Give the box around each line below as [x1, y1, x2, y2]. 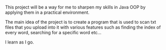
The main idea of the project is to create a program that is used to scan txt [5, 19, 157, 25]
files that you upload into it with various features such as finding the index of [5, 24, 161, 30]
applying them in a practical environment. [5, 9, 90, 15]
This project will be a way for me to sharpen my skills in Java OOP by [5, 4, 146, 10]
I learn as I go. [5, 39, 34, 45]
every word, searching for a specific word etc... [5, 30, 102, 35]
